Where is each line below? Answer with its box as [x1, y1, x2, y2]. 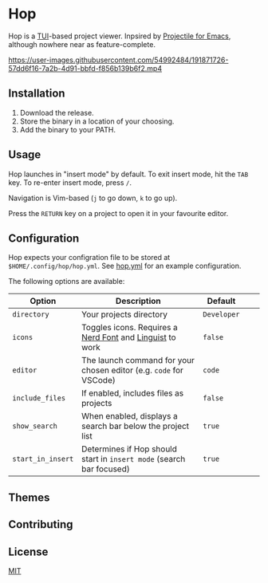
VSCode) [81, 375, 116, 386]
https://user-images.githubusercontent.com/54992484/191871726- [8, 55, 229, 65]
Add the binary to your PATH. [19, 124, 116, 134]
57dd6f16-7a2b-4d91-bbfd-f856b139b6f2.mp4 [8, 63, 162, 73]
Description [115, 296, 161, 307]
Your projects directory [81, 309, 167, 320]
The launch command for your [81, 355, 195, 366]
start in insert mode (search [81, 454, 186, 465]
